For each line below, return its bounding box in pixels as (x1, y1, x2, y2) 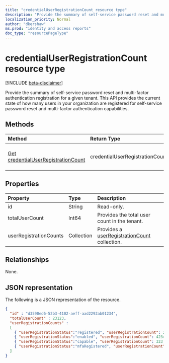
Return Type (90, 135, 121, 142)
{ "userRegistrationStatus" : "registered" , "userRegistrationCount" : (14, 330, 161, 335)
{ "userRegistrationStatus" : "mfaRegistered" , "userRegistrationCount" (14, 344, 165, 349)
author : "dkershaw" (5, 21, 46, 27)
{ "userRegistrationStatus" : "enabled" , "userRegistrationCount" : (14, 334, 154, 340)
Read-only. (97, 203, 124, 210)
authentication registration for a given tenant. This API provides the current (5, 95, 160, 101)
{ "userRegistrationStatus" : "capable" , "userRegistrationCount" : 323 (14, 339, 163, 344)
